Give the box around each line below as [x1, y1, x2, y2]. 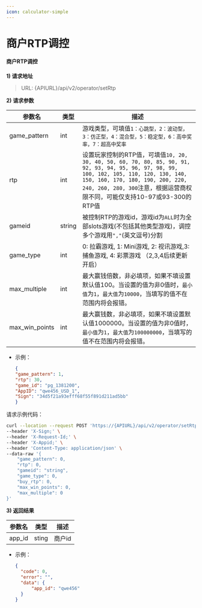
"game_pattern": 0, [17, 456, 66, 462]
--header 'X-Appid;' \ [6, 440, 63, 446]
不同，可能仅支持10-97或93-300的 [88, 193, 192, 201]
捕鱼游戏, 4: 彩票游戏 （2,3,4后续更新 [82, 251, 188, 260]
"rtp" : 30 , [14, 376, 43, 382]
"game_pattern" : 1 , [14, 371, 64, 377]
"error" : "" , [20, 574, 54, 580]
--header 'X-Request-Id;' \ [6, 434, 77, 440]
